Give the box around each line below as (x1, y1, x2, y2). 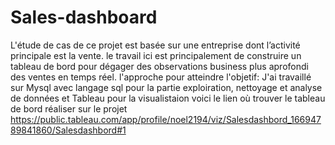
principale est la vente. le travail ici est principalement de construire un (10, 49, 302, 61)
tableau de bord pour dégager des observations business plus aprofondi (10, 60, 309, 72)
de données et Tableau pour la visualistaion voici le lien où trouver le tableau (10, 92, 326, 104)
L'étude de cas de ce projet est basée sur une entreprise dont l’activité (10, 39, 301, 51)
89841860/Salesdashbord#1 (10, 124, 127, 136)
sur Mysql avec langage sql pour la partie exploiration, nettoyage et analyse (10, 81, 323, 93)
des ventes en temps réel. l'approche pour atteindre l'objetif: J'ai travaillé (10, 71, 312, 83)
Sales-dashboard (10, 6, 158, 29)
